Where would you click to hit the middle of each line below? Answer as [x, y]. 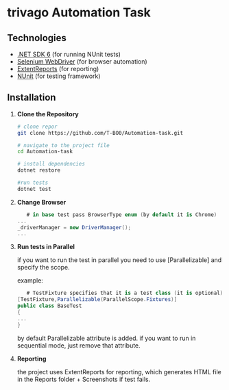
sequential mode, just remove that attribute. [79, 345]
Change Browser [41, 202]
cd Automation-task [45, 152]
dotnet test [34, 189]
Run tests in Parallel [46, 247]
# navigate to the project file [63, 145]
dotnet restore [39, 170]
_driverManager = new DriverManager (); [74, 227]
